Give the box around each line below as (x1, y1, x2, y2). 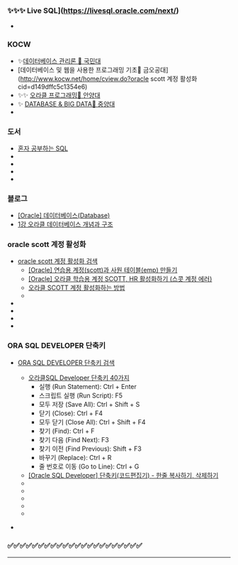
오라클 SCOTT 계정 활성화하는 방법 (28, 283, 125, 292)
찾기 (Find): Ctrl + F (38, 427, 95, 435)
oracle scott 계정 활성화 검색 (17, 257, 98, 265)
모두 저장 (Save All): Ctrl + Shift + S (38, 400, 140, 408)
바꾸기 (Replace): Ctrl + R (38, 453, 112, 461)
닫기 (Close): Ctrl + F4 (38, 409, 103, 417)
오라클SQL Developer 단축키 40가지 (28, 373, 130, 382)
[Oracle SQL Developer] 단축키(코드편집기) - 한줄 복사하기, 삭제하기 (28, 471, 219, 479)
